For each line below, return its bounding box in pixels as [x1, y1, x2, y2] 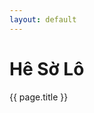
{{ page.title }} [9, 91, 69, 103]
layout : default [9, 14, 77, 25]
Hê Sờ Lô [9, 57, 85, 80]
